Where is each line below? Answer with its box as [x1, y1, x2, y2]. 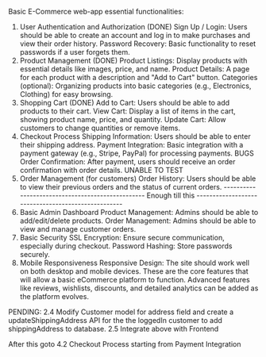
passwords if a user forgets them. [19, 48, 131, 56]
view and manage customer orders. [19, 225, 137, 233]
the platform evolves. [19, 292, 90, 301]
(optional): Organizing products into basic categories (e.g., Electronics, [19, 81, 252, 90]
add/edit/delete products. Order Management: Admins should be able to [19, 216, 256, 225]
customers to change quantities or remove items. [19, 123, 181, 132]
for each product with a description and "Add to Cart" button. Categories [19, 73, 258, 82]
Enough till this [146, 190, 195, 200]
